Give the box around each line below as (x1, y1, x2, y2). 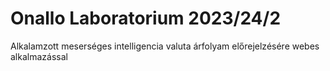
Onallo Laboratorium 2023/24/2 (10, 7, 282, 30)
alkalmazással (10, 50, 68, 62)
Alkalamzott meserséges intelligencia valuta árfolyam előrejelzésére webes (10, 40, 320, 52)
